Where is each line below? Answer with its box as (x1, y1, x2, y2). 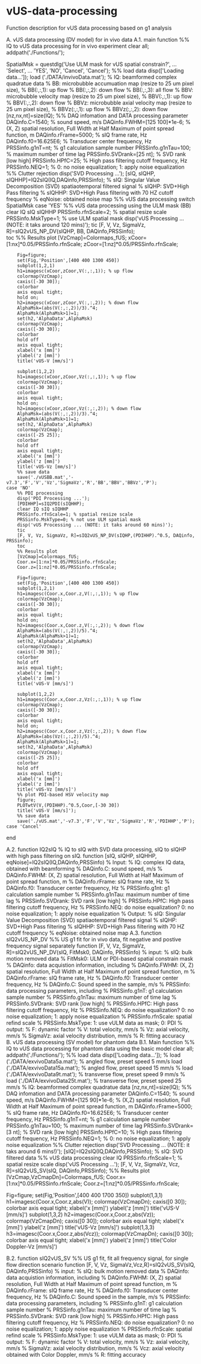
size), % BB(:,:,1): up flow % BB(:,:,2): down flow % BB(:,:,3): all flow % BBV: (6, 86, 194, 93)
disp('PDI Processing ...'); (17, 495, 90, 501)
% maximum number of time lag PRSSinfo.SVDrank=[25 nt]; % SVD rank (6, 150, 187, 158)
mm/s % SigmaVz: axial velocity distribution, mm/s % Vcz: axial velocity (6, 1344, 185, 1352)
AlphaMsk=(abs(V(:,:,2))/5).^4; (17, 628, 98, 634)
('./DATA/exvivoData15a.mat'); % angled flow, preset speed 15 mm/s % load (6, 1064, 193, 1071)
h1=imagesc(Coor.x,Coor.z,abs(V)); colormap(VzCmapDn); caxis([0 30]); (6, 1198, 187, 1205)
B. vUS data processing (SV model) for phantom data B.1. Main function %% (6, 1038, 195, 1045)
